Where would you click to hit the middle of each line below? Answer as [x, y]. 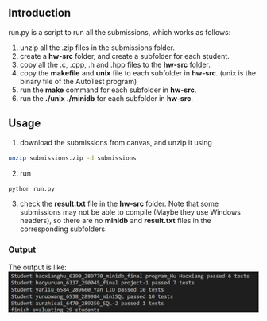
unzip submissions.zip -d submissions [72, 158]
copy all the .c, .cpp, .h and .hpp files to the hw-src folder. [115, 64]
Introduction [40, 13]
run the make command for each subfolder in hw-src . [108, 90]
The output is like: [38, 267]
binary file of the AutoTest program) [78, 81]
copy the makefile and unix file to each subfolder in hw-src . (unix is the [138, 73]
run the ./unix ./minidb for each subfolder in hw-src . [106, 98]
